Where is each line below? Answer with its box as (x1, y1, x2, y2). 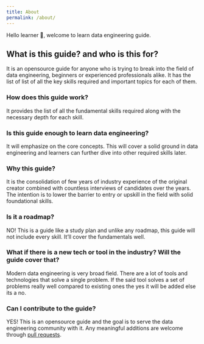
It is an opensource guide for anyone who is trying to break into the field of (6, 65, 194, 72)
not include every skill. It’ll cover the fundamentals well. (6, 233, 146, 240)
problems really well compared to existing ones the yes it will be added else (6, 283, 196, 290)
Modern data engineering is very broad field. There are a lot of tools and (6, 269, 188, 277)
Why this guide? (6, 164, 56, 172)
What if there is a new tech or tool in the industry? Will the (6, 248, 181, 256)
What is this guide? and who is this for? (6, 49, 158, 59)
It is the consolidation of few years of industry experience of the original (6, 178, 188, 186)
